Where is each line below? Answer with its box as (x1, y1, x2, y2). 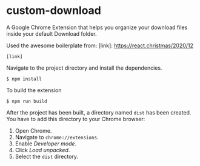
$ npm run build (6, 98, 47, 104)
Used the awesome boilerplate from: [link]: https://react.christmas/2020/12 (6, 42, 194, 49)
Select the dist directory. (15, 153, 79, 160)
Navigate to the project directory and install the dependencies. (6, 64, 162, 71)
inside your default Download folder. (6, 30, 97, 37)
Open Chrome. (15, 127, 52, 134)
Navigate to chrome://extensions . (15, 133, 99, 141)
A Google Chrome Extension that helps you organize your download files (6, 24, 188, 31)
